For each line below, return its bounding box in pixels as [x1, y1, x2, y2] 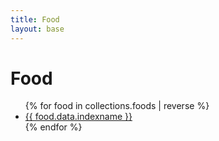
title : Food [10, 14, 60, 25]
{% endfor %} [24, 121, 83, 133]
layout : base [10, 24, 65, 34]
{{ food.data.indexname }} [24, 111, 133, 123]
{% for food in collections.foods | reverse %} [24, 100, 210, 112]
